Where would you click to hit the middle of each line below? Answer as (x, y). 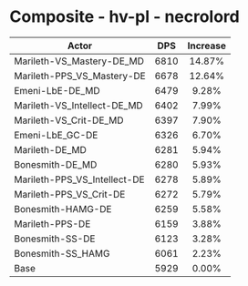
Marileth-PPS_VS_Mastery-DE (80, 76)
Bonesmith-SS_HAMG (62, 253)
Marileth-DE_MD (50, 149)
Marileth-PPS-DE (52, 223)
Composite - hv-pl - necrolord (124, 17)
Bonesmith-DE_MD (56, 164)
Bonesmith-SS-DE (55, 239)
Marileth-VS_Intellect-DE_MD (78, 105)
